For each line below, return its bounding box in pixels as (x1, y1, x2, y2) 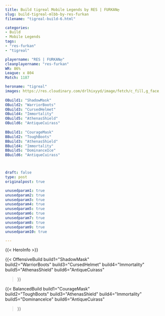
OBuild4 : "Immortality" (5, 112, 54, 116)
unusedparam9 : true (5, 225, 45, 230)
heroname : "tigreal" (5, 84, 48, 89)
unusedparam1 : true (5, 188, 45, 193)
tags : (5, 39, 16, 44)
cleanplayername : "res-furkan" (5, 61, 69, 66)
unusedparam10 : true (5, 229, 48, 234)
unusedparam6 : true (5, 211, 45, 216)
